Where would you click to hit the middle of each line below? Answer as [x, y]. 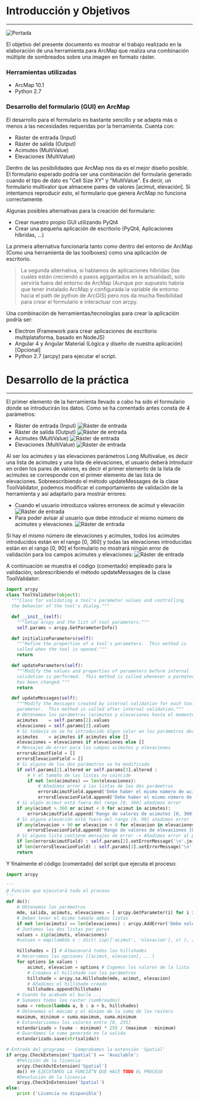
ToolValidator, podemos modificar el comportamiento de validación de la [94, 488]
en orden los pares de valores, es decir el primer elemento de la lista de [94, 469]
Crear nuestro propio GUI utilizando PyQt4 [66, 222]
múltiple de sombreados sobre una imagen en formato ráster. [81, 57]
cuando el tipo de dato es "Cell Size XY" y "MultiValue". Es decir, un [89, 180]
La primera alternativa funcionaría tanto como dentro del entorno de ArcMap [99, 246]
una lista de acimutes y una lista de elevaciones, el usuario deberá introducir [99, 462]
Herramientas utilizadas [41, 72]
